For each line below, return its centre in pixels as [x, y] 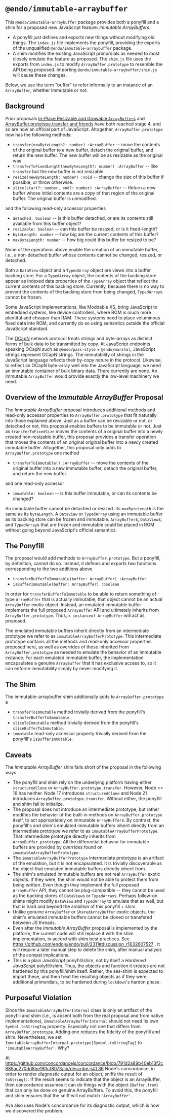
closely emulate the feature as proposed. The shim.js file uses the [82, 59]
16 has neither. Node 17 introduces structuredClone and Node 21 [80, 793]
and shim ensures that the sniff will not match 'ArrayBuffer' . [69, 1095]
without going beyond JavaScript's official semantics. [61, 530]
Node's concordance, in [130, 1068]
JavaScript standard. [27, 328]
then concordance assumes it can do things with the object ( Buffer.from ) [82, 1084]
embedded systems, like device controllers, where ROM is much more [78, 312]
